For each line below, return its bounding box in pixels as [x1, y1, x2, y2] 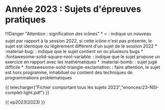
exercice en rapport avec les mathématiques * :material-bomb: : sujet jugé [5, 58, 158, 65]
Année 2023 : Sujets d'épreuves [5, 3, 142, 15]
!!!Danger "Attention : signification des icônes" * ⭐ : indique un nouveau [5, 31, 152, 37]
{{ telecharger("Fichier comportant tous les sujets [5, 84, 107, 90]
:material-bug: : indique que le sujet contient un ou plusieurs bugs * [5, 48, 143, 54]
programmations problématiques [5, 74, 72, 80]
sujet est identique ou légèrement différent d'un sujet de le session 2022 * [5, 43, 158, 49]
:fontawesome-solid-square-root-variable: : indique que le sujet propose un [5, 54, 161, 59]
